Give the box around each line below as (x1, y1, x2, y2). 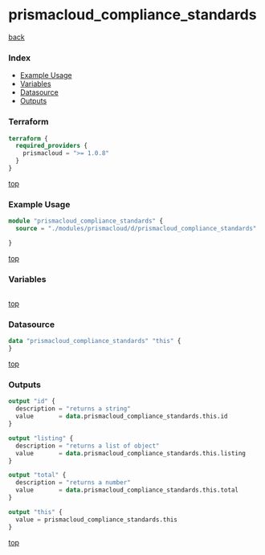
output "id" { (8, 398, 56, 406)
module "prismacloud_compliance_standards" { (8, 217, 163, 226)
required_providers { (15, 142, 88, 150)
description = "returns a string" (15, 405, 131, 413)
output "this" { (8, 508, 63, 516)
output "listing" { (8, 434, 74, 443)
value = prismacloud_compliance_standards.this (15, 516, 178, 524)
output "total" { (8, 471, 67, 480)
